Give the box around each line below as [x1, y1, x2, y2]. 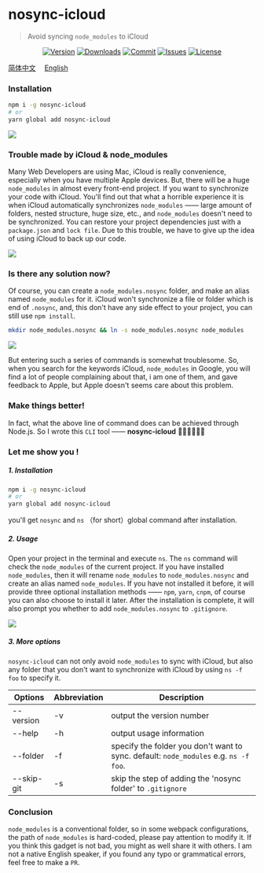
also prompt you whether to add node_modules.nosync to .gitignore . [8, 604, 228, 613]
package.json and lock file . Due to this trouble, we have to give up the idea [8, 226, 255, 235]
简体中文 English [8, 63, 68, 72]
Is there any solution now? [8, 268, 111, 279]
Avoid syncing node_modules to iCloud [27, 31, 148, 41]
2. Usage [8, 534, 38, 543]
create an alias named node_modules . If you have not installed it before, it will [8, 579, 255, 588]
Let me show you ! [8, 446, 79, 457]
